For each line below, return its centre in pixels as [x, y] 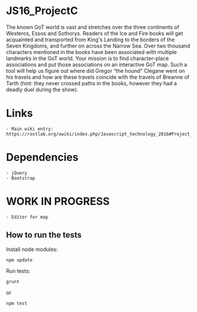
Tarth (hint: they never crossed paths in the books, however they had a [91, 83]
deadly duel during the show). [42, 89]
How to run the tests [44, 235]
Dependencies [42, 157]
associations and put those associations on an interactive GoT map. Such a [97, 64]
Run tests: [18, 271]
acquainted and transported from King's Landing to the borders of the [90, 39]
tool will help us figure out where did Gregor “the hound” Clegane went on [96, 71]
